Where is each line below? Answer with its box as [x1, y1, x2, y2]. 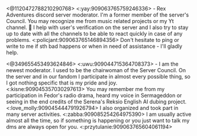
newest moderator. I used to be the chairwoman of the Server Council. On [6, 67, 186, 73]
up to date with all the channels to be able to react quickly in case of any [6, 30, 183, 37]
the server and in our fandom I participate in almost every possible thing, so [6, 73, 190, 80]
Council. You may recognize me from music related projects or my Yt [6, 18, 175, 24]
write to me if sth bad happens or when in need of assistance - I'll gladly [6, 43, 182, 50]
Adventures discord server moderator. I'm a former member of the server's [6, 11, 189, 18]
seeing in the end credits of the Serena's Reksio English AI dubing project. [6, 98, 187, 105]
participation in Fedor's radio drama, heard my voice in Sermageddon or [6, 92, 182, 99]
